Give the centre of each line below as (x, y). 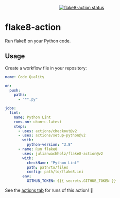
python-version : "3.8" (50, 145)
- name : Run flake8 (37, 149)
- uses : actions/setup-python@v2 (52, 135)
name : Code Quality (25, 77)
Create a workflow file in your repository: (46, 68)
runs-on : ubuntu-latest (38, 122)
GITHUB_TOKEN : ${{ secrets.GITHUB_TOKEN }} (71, 181)
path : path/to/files (47, 167)
